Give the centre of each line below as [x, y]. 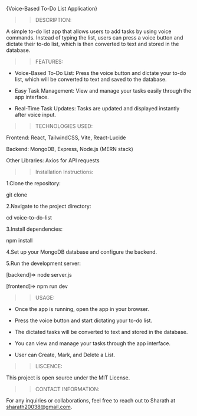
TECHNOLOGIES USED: [64, 126]
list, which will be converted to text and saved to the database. [91, 79]
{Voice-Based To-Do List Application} [52, 9]
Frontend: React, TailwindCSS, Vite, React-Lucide [66, 137]
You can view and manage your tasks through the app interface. [93, 343]
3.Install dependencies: [35, 229]
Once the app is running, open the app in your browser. [82, 309]
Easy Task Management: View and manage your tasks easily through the [103, 91]
